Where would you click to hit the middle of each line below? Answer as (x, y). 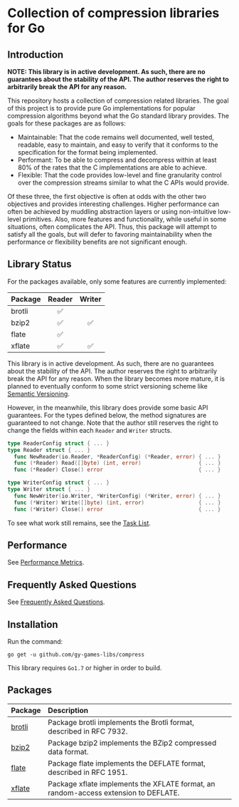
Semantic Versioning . (38, 394)
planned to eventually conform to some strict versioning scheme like (107, 386)
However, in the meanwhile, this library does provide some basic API (108, 407)
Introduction (36, 55)
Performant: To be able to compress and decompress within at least (117, 160)
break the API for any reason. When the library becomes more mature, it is (116, 379)
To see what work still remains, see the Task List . (79, 523)
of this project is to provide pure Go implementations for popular (101, 108)
